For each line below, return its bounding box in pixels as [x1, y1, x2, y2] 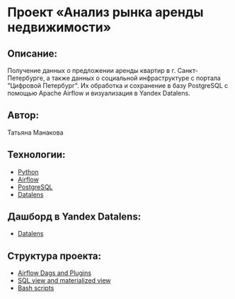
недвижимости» [7, 19, 112, 35]
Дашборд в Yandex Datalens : [7, 210, 142, 223]
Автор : [7, 109, 40, 121]
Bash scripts [17, 284, 55, 293]
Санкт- [177, 67, 198, 74]
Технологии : [7, 149, 66, 161]
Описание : [7, 47, 58, 60]
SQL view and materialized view [17, 276, 111, 285]
